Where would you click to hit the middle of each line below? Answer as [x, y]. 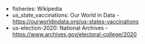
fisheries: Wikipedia [37, 9]
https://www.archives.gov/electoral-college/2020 [74, 34]
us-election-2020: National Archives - [60, 28]
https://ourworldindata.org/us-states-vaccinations [75, 21]
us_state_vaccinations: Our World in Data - [65, 15]
